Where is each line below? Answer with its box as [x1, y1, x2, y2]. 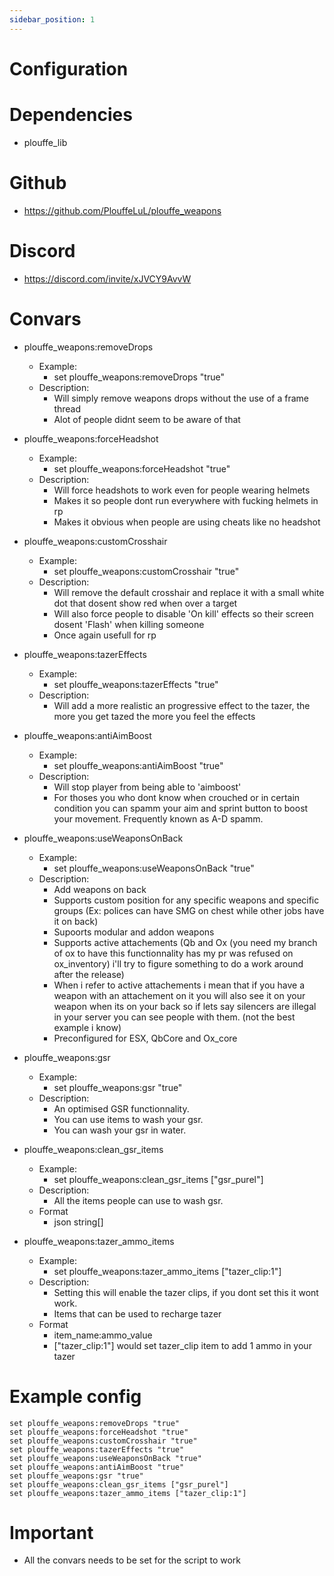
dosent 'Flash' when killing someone [53, 618, 205, 630]
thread [53, 402, 82, 415]
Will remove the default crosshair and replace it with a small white [53, 586, 325, 598]
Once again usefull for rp [53, 629, 157, 641]
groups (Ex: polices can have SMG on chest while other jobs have [53, 904, 325, 916]
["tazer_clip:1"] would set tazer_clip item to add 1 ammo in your [53, 1339, 312, 1351]
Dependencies [9, 104, 133, 126]
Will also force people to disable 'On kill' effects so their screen [53, 607, 314, 620]
